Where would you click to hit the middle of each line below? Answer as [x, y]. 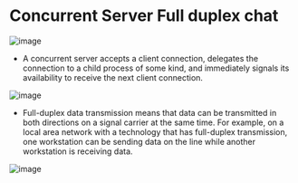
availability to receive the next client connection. [113, 77]
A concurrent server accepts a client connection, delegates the [140, 58]
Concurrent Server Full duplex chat [144, 16]
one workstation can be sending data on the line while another [139, 141]
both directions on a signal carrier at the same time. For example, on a [153, 122]
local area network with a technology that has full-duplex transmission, [155, 131]
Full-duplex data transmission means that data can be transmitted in [149, 112]
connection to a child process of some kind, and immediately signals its [156, 68]
